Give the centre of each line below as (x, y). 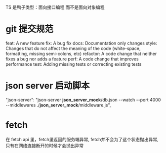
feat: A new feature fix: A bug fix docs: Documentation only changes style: (81, 43)
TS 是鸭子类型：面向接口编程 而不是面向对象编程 (55, 7)
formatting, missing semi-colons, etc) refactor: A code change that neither (81, 53)
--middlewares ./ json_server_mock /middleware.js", (58, 105)
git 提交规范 (30, 29)
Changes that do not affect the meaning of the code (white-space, (73, 48)
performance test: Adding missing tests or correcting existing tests (74, 64)
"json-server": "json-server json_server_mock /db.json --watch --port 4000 (83, 100)
